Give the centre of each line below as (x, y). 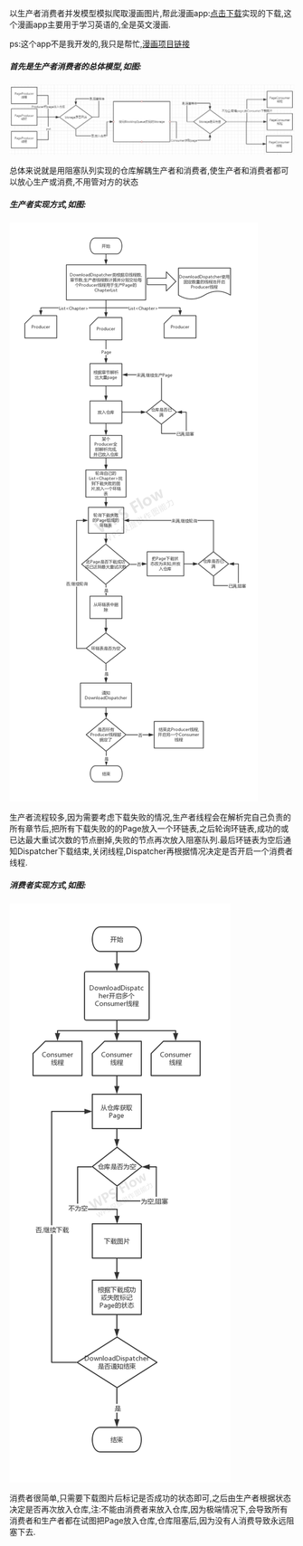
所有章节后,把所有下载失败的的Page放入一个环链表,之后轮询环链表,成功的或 (149, 829)
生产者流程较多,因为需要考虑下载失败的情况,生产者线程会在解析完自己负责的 (151, 818)
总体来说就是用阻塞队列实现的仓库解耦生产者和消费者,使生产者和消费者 (142, 171)
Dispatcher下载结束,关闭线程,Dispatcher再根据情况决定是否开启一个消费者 (155, 851)
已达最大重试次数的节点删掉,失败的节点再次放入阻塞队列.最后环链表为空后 (147, 840)
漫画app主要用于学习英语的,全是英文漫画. (94, 24)
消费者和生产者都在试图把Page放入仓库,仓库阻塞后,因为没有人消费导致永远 (148, 1521)
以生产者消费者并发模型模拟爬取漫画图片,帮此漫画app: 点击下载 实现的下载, (147, 13)
